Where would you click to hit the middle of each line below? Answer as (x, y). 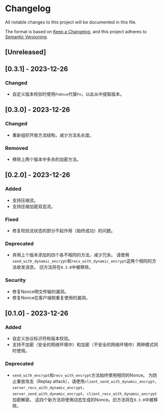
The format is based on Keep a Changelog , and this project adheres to (76, 31)
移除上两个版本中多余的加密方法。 (47, 159)
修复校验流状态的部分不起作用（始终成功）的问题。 (64, 230)
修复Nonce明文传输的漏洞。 (40, 292)
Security (15, 280)
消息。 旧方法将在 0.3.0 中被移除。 (59, 267)
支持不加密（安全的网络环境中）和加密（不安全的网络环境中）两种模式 (83, 345)
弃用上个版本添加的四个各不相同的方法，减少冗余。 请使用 (71, 255)
